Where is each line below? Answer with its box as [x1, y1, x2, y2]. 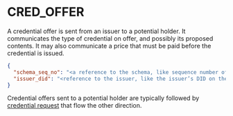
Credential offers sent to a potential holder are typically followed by [7, 94, 200, 102]
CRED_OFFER [7, 4, 85, 20]
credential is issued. [7, 49, 64, 57]
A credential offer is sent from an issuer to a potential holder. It [7, 27, 186, 35]
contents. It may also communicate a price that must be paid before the [7, 41, 212, 50]
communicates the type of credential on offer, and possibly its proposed [7, 34, 214, 42]
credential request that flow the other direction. [7, 101, 142, 110]
